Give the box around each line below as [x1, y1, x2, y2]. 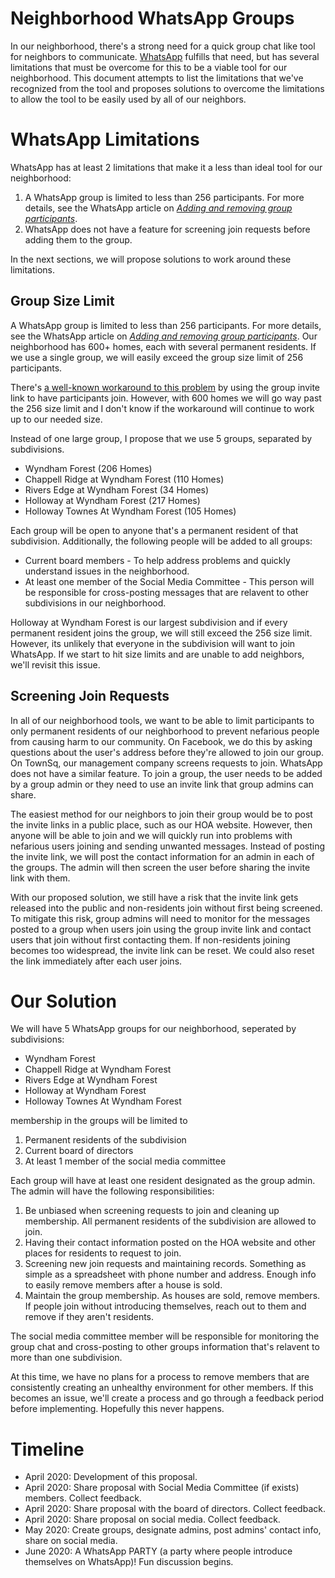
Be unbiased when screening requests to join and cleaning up [24, 1205, 280, 1217]
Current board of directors [24, 1145, 134, 1157]
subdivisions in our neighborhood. [24, 597, 167, 609]
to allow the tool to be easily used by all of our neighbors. [10, 93, 247, 105]
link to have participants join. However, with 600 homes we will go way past [10, 392, 322, 404]
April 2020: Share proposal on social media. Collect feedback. [24, 1513, 281, 1526]
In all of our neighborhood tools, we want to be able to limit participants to [10, 714, 315, 726]
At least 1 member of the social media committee [24, 1155, 227, 1167]
